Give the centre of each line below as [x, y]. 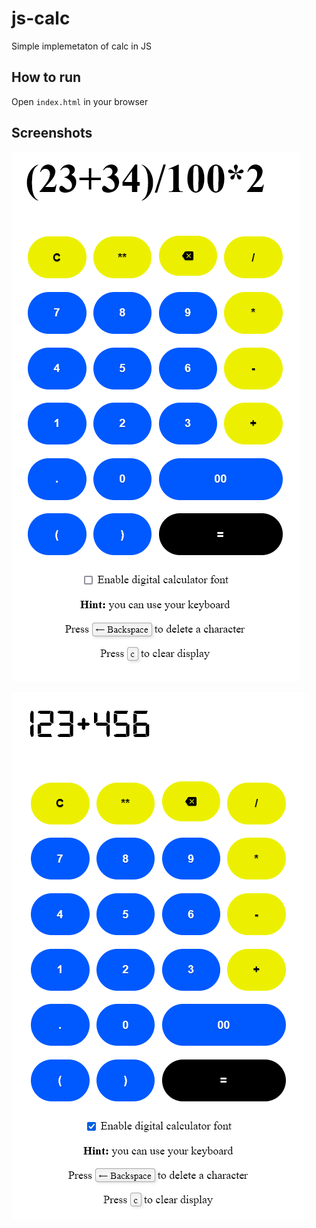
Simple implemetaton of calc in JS [81, 46]
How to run [46, 77]
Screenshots [52, 133]
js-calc [41, 18]
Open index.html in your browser [80, 101]
